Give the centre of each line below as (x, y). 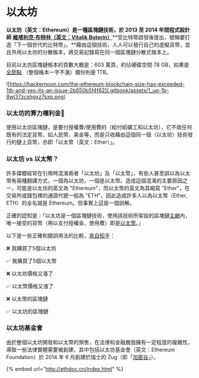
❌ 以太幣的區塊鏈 (27, 298)
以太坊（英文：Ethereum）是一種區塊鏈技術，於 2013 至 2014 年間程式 (93, 30)
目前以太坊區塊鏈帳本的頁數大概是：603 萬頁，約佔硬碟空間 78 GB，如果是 (98, 64)
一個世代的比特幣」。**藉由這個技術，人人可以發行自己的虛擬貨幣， (103, 45)
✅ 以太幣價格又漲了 (30, 286)
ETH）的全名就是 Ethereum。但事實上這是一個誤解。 (70, 203)
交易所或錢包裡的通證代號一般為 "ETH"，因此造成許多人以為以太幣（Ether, (97, 195)
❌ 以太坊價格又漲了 (30, 273)
